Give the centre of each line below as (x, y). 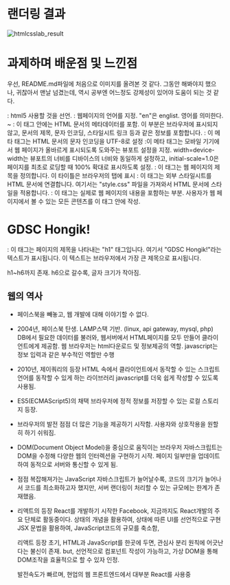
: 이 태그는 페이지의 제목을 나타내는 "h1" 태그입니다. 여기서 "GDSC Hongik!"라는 (114, 249)
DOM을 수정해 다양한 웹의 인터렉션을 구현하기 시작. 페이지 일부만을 (107, 456)
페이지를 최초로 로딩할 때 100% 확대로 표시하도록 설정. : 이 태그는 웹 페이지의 (110, 167)
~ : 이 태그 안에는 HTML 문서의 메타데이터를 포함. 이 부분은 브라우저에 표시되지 (113, 124)
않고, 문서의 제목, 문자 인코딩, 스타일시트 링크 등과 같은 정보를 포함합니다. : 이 (110, 133)
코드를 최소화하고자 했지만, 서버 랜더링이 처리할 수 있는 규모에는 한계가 (119, 487)
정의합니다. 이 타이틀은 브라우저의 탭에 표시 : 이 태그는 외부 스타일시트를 (116, 175)
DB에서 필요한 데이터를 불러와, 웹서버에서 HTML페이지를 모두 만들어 (108, 337)
